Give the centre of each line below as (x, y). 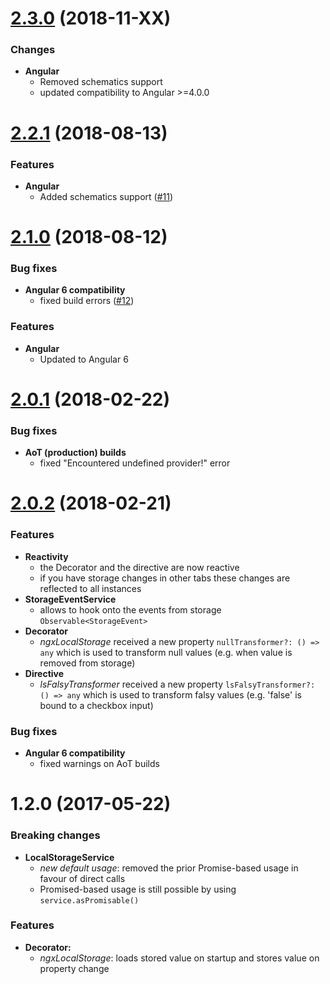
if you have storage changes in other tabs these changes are (165, 578)
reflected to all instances (90, 588)
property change (74, 968)
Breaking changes (55, 835)
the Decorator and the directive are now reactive (139, 567)
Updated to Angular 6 (84, 359)
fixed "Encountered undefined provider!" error (135, 463)
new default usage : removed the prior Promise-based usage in (169, 868)
